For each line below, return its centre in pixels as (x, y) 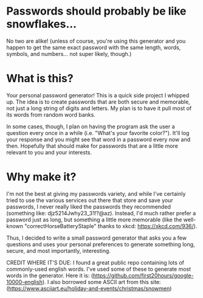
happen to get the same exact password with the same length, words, (94, 47)
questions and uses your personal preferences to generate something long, (101, 244)
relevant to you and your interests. (49, 152)
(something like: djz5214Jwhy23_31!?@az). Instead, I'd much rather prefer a (101, 213)
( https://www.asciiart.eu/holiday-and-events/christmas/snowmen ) (89, 288)
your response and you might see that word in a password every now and (98, 139)
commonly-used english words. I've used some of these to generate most (99, 269)
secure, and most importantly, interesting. (59, 251)
